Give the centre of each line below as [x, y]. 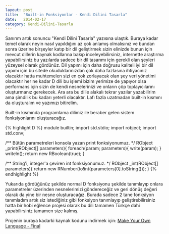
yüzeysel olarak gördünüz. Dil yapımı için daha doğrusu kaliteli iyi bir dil [79, 65]
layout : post [19, 10]
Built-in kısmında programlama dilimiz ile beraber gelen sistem [70, 113]
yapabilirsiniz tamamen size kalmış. [42, 211]
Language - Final [23, 226]
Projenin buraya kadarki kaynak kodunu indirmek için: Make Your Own [78, 221]
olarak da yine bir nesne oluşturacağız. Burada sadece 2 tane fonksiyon [80, 195]
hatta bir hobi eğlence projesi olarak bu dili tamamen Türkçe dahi [73, 206]
